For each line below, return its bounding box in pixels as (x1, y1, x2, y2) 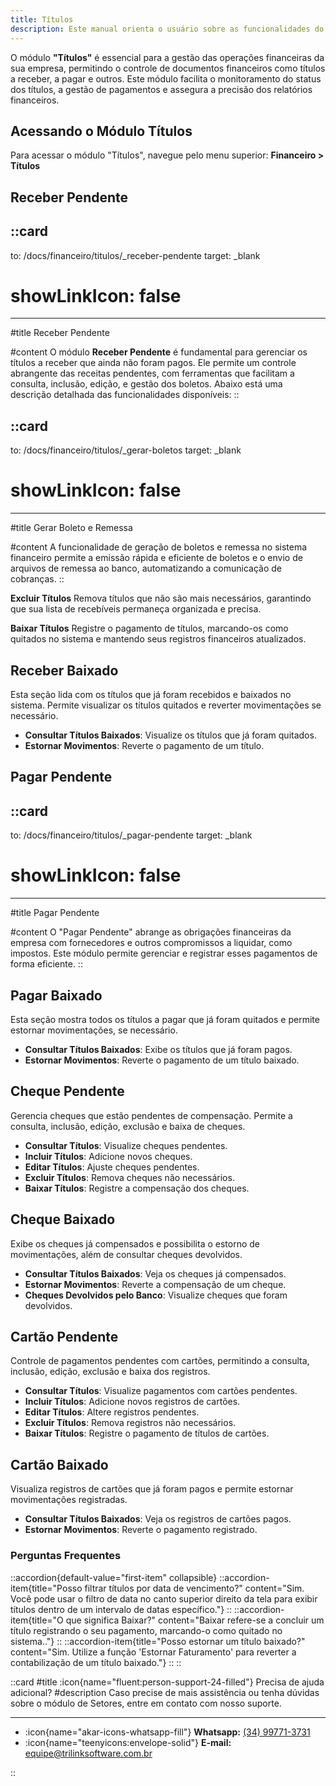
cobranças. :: (10, 573, 65, 585)
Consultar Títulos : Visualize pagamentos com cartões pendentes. (24, 1385, 298, 1397)
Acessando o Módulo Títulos (10, 122, 193, 140)
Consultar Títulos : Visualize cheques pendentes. (24, 1139, 228, 1151)
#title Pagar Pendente (10, 907, 100, 919)
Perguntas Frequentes (10, 1549, 122, 1563)
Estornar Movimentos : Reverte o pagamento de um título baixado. (24, 1054, 300, 1066)
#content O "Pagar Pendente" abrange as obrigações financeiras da (10, 926, 292, 938)
